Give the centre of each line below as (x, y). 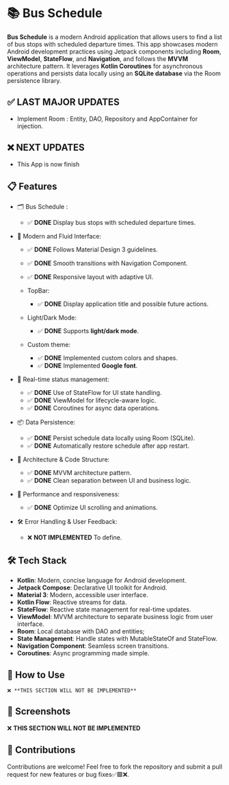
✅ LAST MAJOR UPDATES (63, 102)
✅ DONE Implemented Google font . (87, 366)
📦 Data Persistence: (46, 422)
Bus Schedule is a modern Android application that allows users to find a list (114, 37)
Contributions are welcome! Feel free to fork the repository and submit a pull (115, 766)
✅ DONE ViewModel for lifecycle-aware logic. (92, 400)
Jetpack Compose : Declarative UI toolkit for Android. (92, 588)
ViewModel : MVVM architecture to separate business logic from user (115, 617)
